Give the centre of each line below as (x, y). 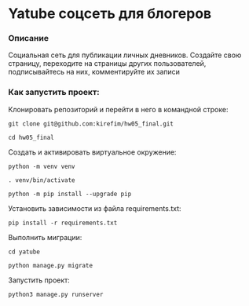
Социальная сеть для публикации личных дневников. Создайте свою (125, 55)
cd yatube (24, 252)
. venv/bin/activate (42, 180)
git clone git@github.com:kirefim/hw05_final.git (91, 124)
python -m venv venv (42, 166)
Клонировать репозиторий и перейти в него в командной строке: (118, 109)
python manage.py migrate (50, 265)
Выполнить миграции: (45, 237)
